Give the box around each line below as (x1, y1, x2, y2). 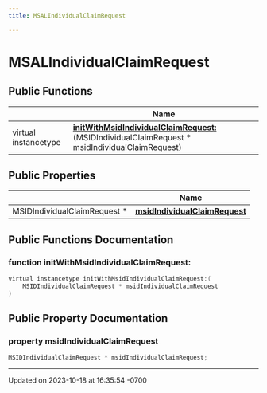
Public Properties (8, 169, 96, 183)
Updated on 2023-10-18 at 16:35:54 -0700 (8, 375, 147, 385)
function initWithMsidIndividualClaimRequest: (8, 257, 192, 268)
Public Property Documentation (8, 312, 168, 325)
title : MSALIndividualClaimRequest (8, 11, 126, 20)
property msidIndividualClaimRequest (8, 336, 159, 347)
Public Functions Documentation (8, 233, 174, 246)
